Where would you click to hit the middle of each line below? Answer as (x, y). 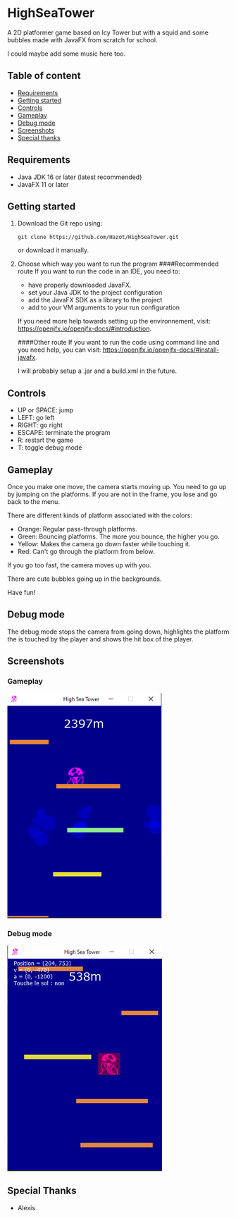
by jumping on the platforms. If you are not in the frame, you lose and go (112, 494)
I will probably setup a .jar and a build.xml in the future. (97, 371)
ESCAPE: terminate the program (64, 433)
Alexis (26, 1207)
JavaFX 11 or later (43, 184)
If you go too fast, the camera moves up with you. (79, 565)
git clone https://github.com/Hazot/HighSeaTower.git (98, 238)
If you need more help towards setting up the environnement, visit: (114, 321)
